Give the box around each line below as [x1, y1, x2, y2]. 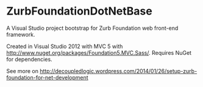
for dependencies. [6, 55, 53, 63]
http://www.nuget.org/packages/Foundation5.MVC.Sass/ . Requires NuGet [6, 49, 192, 56]
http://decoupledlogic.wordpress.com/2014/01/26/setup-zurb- [39, 67, 198, 74]
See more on [6, 67, 38, 74]
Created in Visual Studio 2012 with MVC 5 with [6, 43, 123, 50]
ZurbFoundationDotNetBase [6, 4, 152, 18]
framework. [6, 30, 35, 38]
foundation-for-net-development [6, 74, 88, 81]
